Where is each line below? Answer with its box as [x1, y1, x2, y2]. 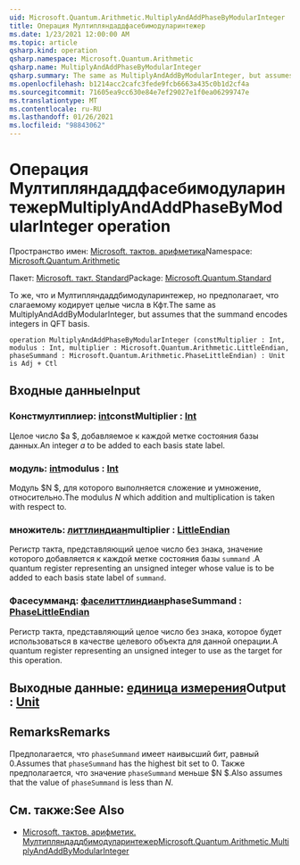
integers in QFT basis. [9, 318, 90, 329]
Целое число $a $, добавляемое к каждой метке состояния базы [9, 430, 259, 441]
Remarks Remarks [9, 725, 111, 740]
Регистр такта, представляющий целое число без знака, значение [9, 544, 263, 554]
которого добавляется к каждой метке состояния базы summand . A [9, 553, 261, 564]
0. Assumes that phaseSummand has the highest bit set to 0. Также [9, 758, 246, 769]
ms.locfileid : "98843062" [9, 121, 105, 130]
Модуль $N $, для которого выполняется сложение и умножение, [9, 482, 262, 493]
